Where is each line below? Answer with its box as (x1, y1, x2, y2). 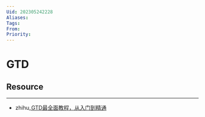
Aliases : (6, 15, 29, 21)
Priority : (6, 32, 32, 38)
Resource (6, 81, 44, 92)
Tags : (6, 20, 20, 26)
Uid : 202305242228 (6, 8, 53, 15)
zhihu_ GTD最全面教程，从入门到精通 (15, 104, 107, 112)
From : (6, 25, 20, 32)
